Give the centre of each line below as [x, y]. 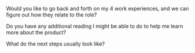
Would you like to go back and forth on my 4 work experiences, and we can [97, 9]
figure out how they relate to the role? [52, 15]
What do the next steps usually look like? [56, 44]
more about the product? [36, 32]
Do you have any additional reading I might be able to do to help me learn [95, 26]
